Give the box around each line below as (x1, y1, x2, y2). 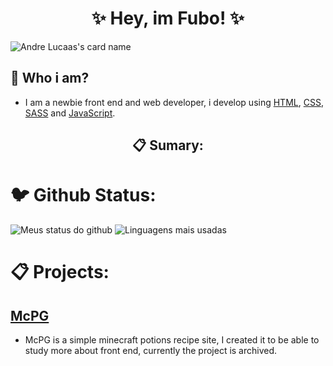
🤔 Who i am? (10, 70, 90, 87)
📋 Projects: (10, 261, 110, 284)
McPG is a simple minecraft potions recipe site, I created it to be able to (24, 334, 320, 346)
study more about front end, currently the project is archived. (24, 345, 278, 357)
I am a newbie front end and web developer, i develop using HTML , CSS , (24, 96, 324, 108)
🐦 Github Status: (10, 184, 157, 207)
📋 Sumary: (132, 137, 204, 154)
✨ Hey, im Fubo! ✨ (91, 7, 245, 30)
